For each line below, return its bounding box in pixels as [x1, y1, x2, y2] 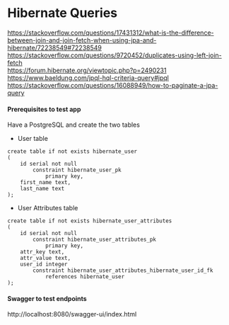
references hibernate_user [45, 273, 125, 280]
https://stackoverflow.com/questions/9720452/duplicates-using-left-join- [7, 51, 223, 59]
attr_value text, [20, 255, 71, 262]
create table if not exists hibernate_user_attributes [7, 217, 172, 224]
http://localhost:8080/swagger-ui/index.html [7, 310, 137, 319]
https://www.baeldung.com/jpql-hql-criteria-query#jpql [7, 73, 170, 82]
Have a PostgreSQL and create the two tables [7, 120, 140, 129]
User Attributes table [17, 204, 78, 212]
